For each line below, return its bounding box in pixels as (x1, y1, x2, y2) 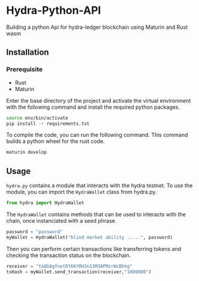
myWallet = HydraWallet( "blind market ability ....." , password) (6, 234, 173, 240)
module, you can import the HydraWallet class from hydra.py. (6, 189, 157, 196)
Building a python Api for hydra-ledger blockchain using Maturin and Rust (6, 23, 188, 31)
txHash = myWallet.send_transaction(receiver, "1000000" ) (6, 268, 152, 275)
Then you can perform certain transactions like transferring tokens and (6, 245, 182, 252)
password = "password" (6, 229, 63, 235)
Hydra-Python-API (6, 4, 101, 17)
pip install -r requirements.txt (6, 121, 90, 127)
